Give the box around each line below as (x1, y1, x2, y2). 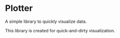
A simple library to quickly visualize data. (5, 19, 87, 24)
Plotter (5, 3, 33, 14)
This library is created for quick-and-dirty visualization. (5, 28, 116, 33)
